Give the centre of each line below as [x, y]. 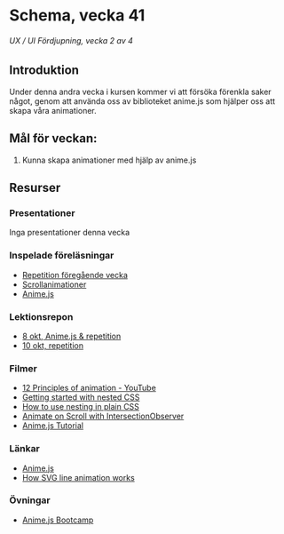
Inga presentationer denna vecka [70, 233]
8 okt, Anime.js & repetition [71, 336]
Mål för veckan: [53, 139]
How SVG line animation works [78, 477]
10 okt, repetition [53, 345]
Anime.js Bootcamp [58, 520]
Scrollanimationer [54, 284]
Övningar [30, 500]
